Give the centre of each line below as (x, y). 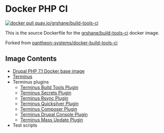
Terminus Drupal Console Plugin (54, 114)
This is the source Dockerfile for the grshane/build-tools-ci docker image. (83, 33)
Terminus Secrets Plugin (46, 93)
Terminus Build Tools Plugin (49, 87)
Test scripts (25, 125)
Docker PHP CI (37, 9)
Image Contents (31, 59)
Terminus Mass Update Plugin (52, 120)
